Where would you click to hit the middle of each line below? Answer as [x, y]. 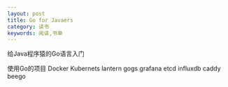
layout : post [26, 14]
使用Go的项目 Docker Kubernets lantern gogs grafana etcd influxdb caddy [114, 69]
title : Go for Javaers [40, 20]
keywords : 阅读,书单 [35, 33]
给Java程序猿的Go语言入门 [46, 54]
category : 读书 [28, 26]
